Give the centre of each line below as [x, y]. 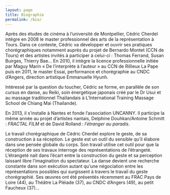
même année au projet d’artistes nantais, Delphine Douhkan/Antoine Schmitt [85, 119]
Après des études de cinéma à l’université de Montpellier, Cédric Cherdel [82, 34]
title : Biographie [25, 15]
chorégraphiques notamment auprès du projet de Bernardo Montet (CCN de [84, 50]
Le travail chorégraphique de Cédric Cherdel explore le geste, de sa [76, 134]
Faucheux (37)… [22, 188]
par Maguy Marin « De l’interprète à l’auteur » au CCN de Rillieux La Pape [82, 66]
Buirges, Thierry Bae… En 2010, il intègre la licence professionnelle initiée [82, 61]
